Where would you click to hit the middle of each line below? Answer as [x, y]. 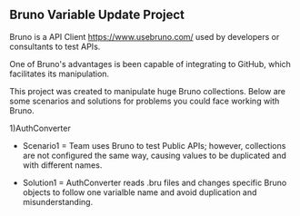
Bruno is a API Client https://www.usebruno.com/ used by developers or [145, 36]
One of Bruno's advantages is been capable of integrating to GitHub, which [150, 64]
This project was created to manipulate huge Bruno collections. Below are [148, 91]
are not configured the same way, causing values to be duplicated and [154, 155]
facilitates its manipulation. [60, 74]
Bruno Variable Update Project [97, 15]
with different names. [62, 165]
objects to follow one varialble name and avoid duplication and [140, 192]
